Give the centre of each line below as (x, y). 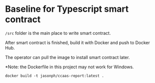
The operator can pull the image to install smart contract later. (67, 57)
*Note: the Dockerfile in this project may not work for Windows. (69, 67)
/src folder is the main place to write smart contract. (58, 33)
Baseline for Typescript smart (67, 9)
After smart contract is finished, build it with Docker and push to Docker (78, 42)
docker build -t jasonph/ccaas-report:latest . (55, 76)
